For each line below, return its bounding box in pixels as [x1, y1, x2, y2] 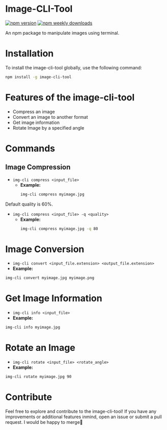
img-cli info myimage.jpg [5, 325, 60, 330]
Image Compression [5, 163, 71, 171]
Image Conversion [5, 243, 85, 255]
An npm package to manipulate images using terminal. [5, 30, 120, 36]
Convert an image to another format [12, 114, 88, 120]
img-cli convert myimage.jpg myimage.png [5, 275, 95, 281]
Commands [5, 142, 55, 154]
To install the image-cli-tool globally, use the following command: [5, 64, 143, 70]
